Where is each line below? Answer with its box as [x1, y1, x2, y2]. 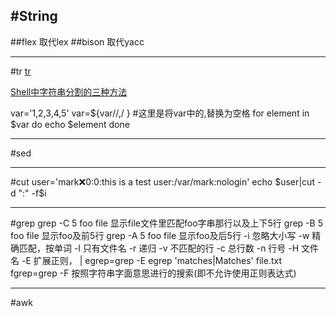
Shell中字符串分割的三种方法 [10, 85, 128, 98]
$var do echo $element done [10, 118, 130, 130]
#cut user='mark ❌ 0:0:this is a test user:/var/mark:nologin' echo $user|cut [10, 175, 315, 188]
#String [10, 8, 58, 25]
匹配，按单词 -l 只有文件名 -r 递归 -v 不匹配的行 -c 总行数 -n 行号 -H [18, 242, 300, 254]
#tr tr [10, 65, 32, 77]
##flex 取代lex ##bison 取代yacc [10, 35, 145, 48]
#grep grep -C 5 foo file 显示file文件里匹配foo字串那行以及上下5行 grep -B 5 [10, 217, 323, 229]
